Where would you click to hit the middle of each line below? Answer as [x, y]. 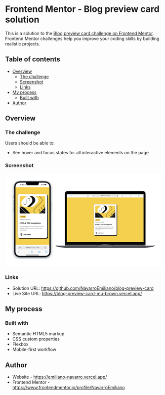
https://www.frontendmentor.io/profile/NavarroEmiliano [68, 388]
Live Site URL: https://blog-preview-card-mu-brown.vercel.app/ [77, 293]
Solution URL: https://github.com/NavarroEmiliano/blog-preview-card [83, 288]
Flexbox [20, 344]
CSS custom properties [36, 339]
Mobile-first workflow [34, 350]
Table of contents [33, 60]
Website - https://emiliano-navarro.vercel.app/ [60, 377]
